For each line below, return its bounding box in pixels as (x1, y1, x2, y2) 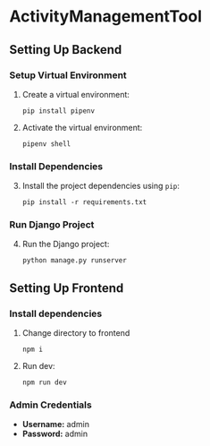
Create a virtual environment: (21, 89, 130, 99)
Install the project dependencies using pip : (21, 181, 181, 192)
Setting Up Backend (9, 42, 122, 57)
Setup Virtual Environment (9, 69, 127, 81)
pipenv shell (21, 139, 71, 149)
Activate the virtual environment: (21, 122, 143, 133)
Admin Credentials (9, 399, 92, 411)
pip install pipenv (21, 106, 96, 116)
